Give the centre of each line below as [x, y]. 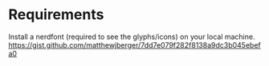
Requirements [56, 15]
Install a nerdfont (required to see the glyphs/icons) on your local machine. [132, 37]
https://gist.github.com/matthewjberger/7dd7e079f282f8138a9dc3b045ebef [134, 45]
